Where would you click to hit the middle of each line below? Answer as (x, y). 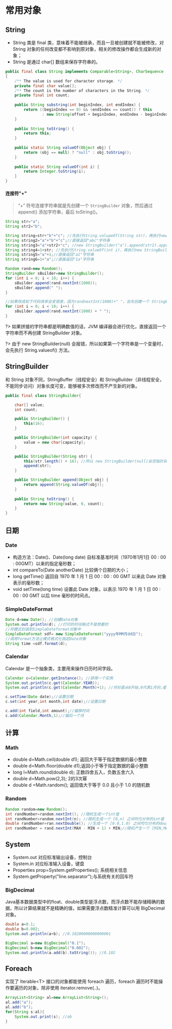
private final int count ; (42, 95)
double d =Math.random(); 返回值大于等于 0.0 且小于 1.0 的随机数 (81, 785)
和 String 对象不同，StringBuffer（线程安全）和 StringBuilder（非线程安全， (85, 379)
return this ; (38, 134)
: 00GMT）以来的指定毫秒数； (45, 563)
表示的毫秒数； (28, 583)
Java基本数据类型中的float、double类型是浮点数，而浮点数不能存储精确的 (83, 902)
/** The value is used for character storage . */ (69, 81)
